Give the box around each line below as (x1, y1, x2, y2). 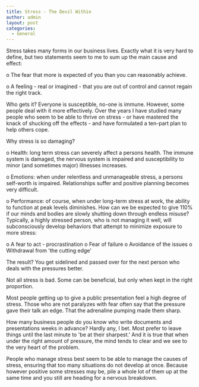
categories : (6, 25, 36, 32)
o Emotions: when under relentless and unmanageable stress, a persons (6, 173, 183, 180)
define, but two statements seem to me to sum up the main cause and (6, 54, 178, 61)
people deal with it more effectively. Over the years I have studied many (6, 107, 182, 114)
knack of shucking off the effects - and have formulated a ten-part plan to (6, 120, 187, 127)
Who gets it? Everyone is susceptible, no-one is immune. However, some (6, 101, 185, 108)
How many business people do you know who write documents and (6, 319, 172, 326)
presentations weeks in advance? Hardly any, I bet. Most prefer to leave (6, 325, 182, 332)
